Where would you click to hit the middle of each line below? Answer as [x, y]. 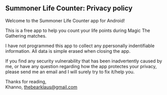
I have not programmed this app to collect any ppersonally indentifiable [80, 46]
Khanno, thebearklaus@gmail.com [41, 87]
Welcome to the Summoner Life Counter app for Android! [65, 20]
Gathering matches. [26, 36]
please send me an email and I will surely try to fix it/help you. [70, 72]
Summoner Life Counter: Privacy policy [69, 8]
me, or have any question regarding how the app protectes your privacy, [81, 66]
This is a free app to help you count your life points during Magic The [78, 30]
